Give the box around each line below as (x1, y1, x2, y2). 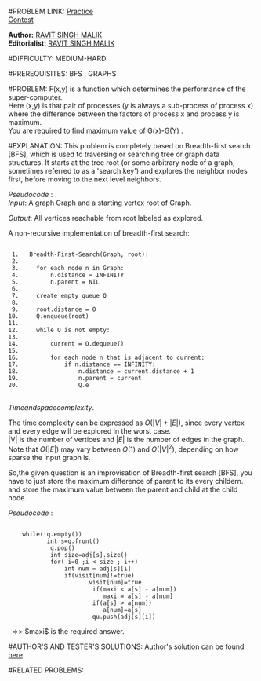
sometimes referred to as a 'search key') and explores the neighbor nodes (8, 167, 248, 175)
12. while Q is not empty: (8, 326, 111, 334)
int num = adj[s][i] (63, 565, 132, 573)
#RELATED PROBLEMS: (8, 665, 84, 675)
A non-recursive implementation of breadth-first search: (8, 229, 190, 238)
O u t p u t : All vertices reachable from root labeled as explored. (8, 214, 204, 222)
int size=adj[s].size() (49, 551, 128, 558)
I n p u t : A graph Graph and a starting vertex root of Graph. (8, 198, 192, 207)
